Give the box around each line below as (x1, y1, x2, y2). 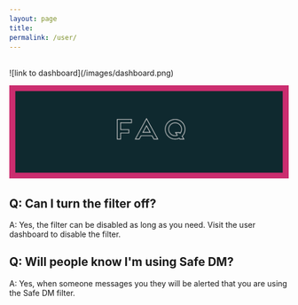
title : (9, 23, 34, 33)
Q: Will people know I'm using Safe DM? (9, 254, 234, 270)
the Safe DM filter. (9, 287, 75, 298)
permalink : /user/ (9, 33, 77, 42)
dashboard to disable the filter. (9, 229, 122, 239)
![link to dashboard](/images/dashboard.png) (9, 67, 175, 79)
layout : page (9, 14, 58, 23)
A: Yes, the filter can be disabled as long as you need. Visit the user (9, 220, 255, 231)
